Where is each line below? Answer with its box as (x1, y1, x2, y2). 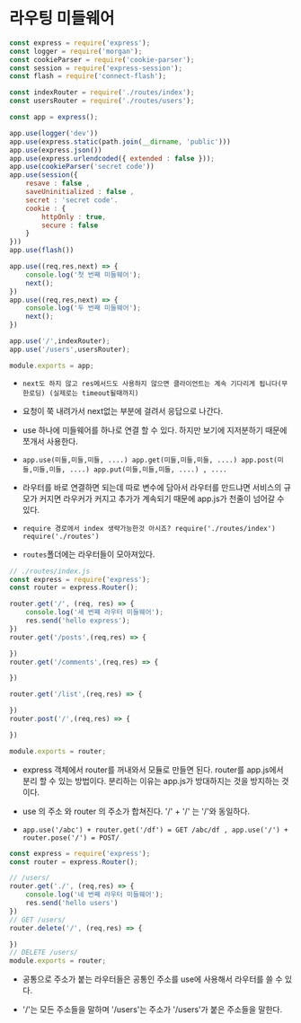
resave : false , (25, 179, 91, 189)
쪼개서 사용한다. (22, 436, 78, 446)
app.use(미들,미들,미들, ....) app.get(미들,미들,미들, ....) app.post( (22, 455, 279, 464)
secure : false (41, 221, 99, 230)
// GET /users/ (9, 915, 66, 924)
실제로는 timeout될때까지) (53, 388, 139, 398)
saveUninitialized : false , (25, 188, 135, 197)
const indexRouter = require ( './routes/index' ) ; (9, 88, 195, 97)
